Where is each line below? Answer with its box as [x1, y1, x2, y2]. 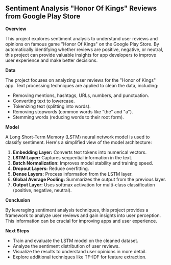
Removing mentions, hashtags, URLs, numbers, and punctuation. [12, 92, 150, 99]
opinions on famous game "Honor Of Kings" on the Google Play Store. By [5, 41, 159, 47]
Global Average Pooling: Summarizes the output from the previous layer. [12, 176, 166, 182]
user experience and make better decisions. [5, 57, 98, 63]
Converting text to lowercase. [12, 98, 75, 104]
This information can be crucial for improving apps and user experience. [5, 218, 157, 224]
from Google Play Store [5, 12, 81, 21]
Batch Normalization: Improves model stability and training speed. [12, 160, 153, 166]
